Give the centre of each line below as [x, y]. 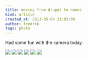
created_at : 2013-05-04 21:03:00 [40, 19]
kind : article [20, 14]
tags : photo [18, 28]
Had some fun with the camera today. [44, 42]
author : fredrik [22, 24]
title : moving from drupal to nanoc [43, 10]
